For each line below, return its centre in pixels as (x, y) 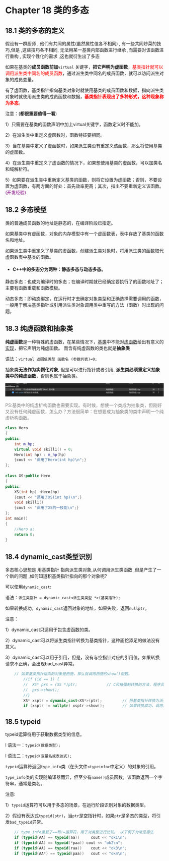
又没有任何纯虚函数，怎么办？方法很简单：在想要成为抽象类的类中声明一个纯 (84, 412)
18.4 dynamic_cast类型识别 (49, 557)
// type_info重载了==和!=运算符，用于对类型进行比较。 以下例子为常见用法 (84, 832)
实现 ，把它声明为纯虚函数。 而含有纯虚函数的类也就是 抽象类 (67, 348)
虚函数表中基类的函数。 (29, 257)
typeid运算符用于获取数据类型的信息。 (45, 734)
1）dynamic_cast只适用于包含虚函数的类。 (49, 630)
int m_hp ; (25, 444)
